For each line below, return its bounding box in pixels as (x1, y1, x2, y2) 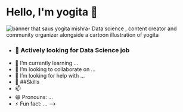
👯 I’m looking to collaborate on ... (14, 66, 96, 73)
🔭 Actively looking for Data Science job (14, 46, 130, 54)
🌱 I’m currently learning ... (14, 59, 79, 67)
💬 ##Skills (14, 78, 40, 85)
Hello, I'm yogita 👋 (6, 5, 98, 19)
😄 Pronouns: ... (14, 94, 54, 101)
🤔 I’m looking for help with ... (14, 72, 85, 79)
